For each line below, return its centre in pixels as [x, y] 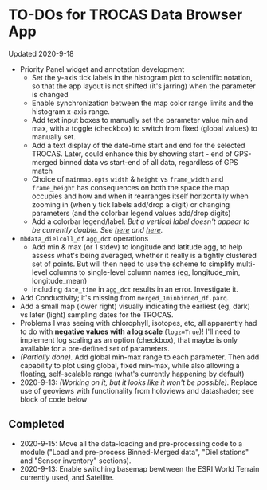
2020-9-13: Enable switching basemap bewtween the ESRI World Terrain [139, 468]
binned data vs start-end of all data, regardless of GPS [149, 162]
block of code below [53, 399]
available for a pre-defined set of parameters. [94, 348]
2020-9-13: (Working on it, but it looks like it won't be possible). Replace [138, 382]
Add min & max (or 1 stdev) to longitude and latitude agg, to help [137, 247]
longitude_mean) [59, 280]
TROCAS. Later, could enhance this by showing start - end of [132, 154]
